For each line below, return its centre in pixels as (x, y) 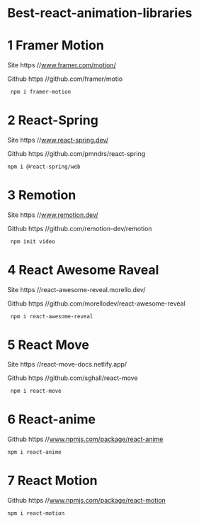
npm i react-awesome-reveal (52, 316)
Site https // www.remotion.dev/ (53, 215)
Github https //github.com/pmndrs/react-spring (76, 153)
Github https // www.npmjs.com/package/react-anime (85, 439)
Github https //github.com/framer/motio (65, 79)
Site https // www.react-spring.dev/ (58, 140)
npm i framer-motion (41, 92)
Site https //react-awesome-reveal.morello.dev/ (76, 289)
